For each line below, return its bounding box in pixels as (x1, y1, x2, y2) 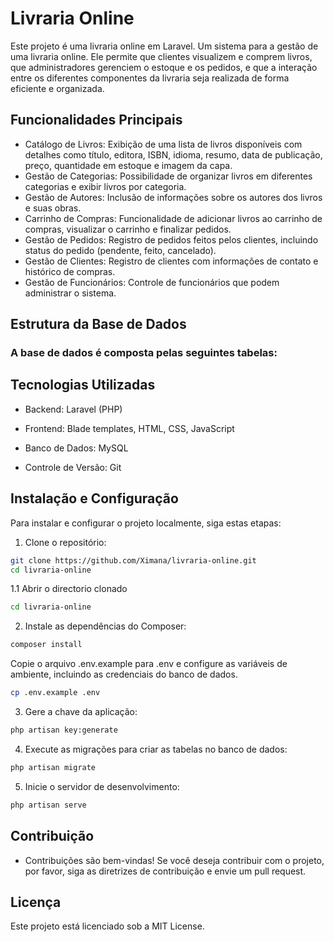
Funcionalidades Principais (10, 112, 183, 129)
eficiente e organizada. (10, 82, 105, 94)
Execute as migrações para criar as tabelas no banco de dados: (24, 743, 288, 755)
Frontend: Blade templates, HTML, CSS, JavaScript (24, 422, 235, 434)
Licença (10, 893, 62, 911)
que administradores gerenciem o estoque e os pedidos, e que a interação (10, 61, 318, 73)
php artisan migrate (10, 762, 97, 772)
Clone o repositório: (24, 536, 107, 548)
